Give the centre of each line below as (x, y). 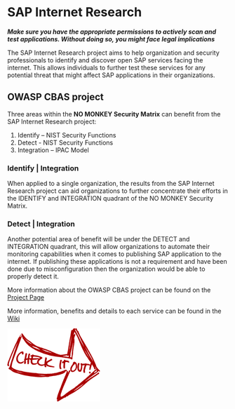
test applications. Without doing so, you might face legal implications (111, 39)
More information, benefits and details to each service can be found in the (115, 311)
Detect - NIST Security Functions (65, 142)
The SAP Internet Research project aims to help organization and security (113, 53)
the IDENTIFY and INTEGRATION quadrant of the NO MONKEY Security (110, 199)
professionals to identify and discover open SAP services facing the (105, 60)
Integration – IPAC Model (53, 150)
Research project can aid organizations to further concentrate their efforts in (117, 191)
